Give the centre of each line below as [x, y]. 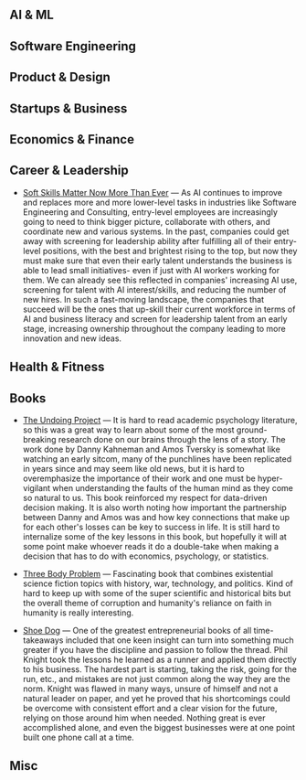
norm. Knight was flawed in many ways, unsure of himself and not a [150, 689]
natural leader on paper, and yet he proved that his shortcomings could [156, 698]
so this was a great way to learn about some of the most [128, 430]
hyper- [270, 478]
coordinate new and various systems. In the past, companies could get [156, 231]
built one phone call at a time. [78, 737]
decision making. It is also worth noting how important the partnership [154, 508]
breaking [39, 439]
